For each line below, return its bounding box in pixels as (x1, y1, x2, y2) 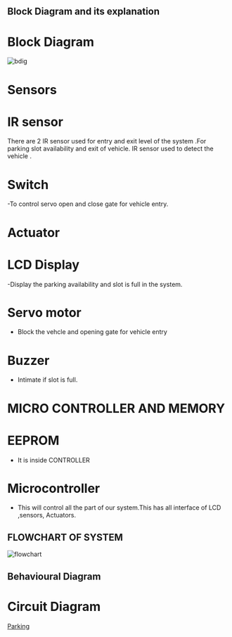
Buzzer (7, 352, 50, 368)
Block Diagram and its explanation (7, 6, 160, 18)
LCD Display (7, 257, 79, 273)
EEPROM (7, 432, 60, 449)
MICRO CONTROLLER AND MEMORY (7, 400, 226, 416)
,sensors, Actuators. (17, 511, 76, 520)
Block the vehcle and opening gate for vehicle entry (17, 328, 167, 336)
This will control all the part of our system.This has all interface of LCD (17, 503, 221, 512)
